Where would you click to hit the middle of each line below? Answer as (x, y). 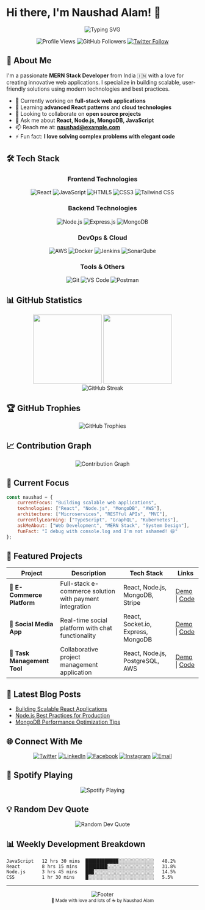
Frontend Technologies (103, 179)
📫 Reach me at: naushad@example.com (68, 127)
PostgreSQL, (141, 661)
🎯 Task (19, 653)
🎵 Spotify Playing (40, 775)
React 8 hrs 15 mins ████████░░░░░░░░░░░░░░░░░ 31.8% (91, 866)
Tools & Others (103, 267)
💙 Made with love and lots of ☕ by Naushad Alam (103, 901)
